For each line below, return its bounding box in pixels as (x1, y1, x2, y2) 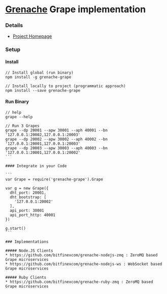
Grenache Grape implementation (5, 4, 146, 15)
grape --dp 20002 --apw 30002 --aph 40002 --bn (5, 137, 108, 142)
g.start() (5, 226, 26, 231)
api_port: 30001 (10, 208, 44, 213)
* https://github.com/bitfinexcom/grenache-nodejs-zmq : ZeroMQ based (5, 252, 158, 258)
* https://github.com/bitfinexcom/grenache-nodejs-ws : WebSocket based (5, 261, 162, 266)
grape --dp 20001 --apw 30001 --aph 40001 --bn (5, 127, 108, 133)
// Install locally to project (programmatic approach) (5, 83, 126, 89)
